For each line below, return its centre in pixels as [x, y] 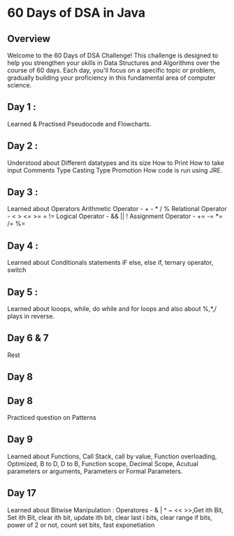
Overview [29, 39]
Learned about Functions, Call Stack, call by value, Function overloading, [112, 456]
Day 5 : [23, 292]
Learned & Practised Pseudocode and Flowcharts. [79, 124]
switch [17, 270]
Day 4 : [23, 246]
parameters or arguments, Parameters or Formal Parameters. [95, 471]
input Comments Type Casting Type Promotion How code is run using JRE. [115, 170]
